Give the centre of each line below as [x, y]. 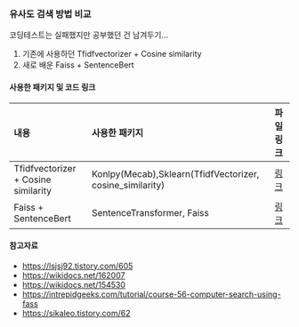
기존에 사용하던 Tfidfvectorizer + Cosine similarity [112, 54]
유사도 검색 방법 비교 [50, 13]
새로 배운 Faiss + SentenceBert [78, 65]
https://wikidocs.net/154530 [74, 284]
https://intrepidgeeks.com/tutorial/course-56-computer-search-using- [152, 294]
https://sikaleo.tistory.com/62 [76, 313]
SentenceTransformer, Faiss [150, 212]
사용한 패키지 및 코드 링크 [53, 87]
